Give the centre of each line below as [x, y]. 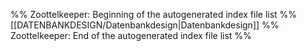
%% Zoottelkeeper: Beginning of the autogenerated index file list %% [154, 14]
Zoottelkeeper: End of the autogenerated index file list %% [131, 35]
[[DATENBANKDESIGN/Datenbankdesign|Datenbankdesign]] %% [145, 25]
